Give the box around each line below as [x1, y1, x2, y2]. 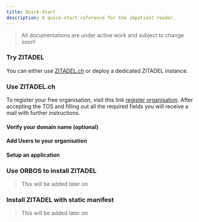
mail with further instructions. [6, 109, 81, 117]
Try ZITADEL [6, 53, 45, 62]
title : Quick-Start [6, 9, 56, 15]
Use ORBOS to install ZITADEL [6, 166, 97, 175]
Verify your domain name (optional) [6, 123, 99, 130]
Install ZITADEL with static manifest [6, 196, 114, 204]
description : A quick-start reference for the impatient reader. [6, 15, 176, 21]
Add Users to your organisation [6, 137, 87, 144]
